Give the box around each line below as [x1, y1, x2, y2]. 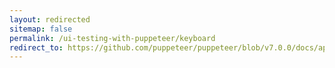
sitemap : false [9, 24, 73, 34]
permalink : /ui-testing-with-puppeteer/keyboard [9, 33, 216, 43]
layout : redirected [9, 14, 91, 25]
